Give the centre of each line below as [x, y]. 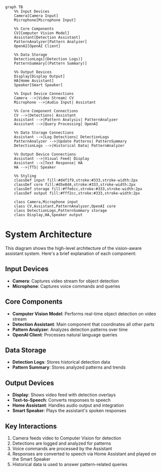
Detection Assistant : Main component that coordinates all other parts [83, 324]
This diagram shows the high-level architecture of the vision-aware [73, 248]
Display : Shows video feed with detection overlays [64, 395]
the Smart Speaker [31, 459]
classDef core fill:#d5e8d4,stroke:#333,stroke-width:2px [75, 185]
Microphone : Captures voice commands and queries [66, 286]
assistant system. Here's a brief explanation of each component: [71, 253]
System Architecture [49, 235]
